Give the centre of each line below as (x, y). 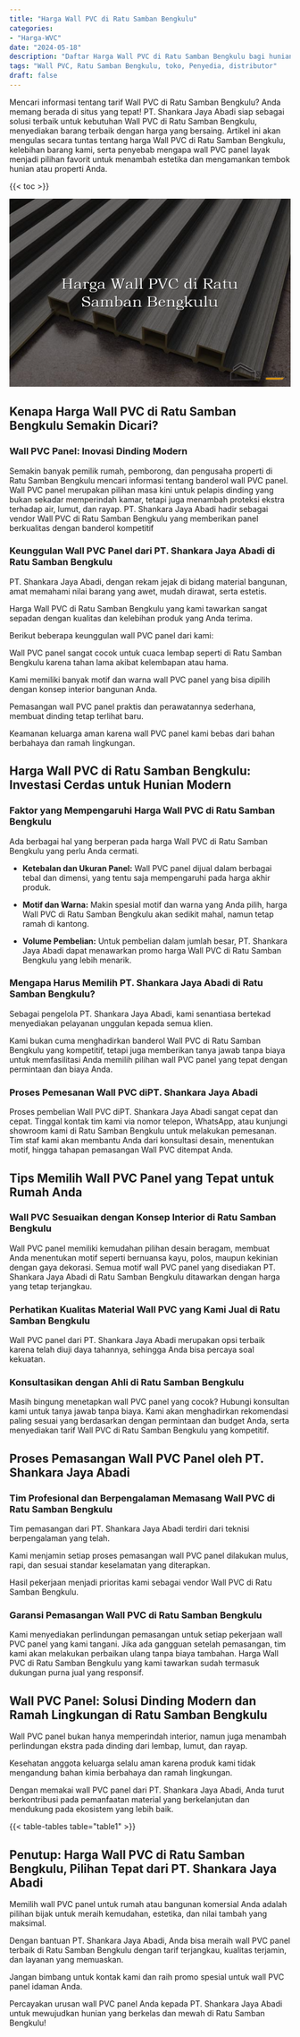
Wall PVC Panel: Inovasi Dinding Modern (98, 451)
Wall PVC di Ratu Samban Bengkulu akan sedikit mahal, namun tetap (148, 914)
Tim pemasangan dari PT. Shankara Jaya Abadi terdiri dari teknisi (129, 1529)
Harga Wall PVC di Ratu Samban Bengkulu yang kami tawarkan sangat (138, 608)
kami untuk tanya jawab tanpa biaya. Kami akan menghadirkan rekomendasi (149, 1411)
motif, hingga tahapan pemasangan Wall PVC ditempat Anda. (121, 1150)
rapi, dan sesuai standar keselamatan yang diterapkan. (110, 1565)
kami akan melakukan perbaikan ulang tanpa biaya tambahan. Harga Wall (144, 1654)
